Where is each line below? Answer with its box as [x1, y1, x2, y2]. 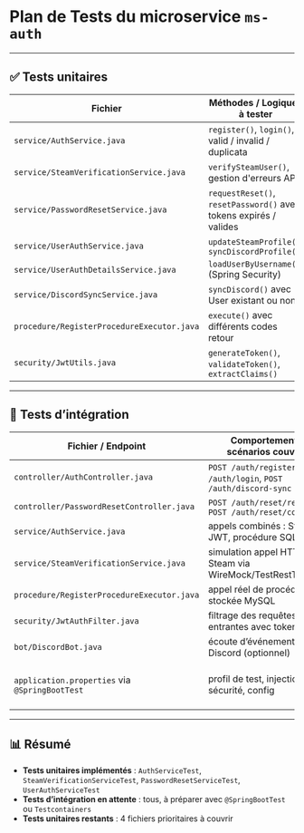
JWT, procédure [207, 530, 278, 543]
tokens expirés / [207, 208, 276, 221]
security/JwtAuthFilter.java [14, 615, 139, 626]
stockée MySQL [207, 594, 276, 606]
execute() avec [207, 308, 273, 321]
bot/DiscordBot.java [14, 642, 102, 652]
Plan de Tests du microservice [9, 6, 242, 27]
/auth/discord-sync [207, 483, 292, 493]
